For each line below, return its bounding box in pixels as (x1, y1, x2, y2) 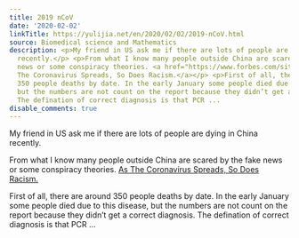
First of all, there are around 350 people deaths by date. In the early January (9, 191, 289, 202)
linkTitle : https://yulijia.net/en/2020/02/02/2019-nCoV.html (9, 29, 245, 38)
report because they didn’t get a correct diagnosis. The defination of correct (9, 210, 289, 220)
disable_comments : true (9, 104, 98, 113)
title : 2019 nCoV (9, 12, 74, 22)
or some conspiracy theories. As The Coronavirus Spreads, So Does (9, 164, 260, 175)
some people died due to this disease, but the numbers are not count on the (9, 201, 288, 211)
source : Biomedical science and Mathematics (9, 37, 177, 47)
